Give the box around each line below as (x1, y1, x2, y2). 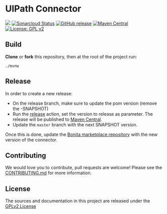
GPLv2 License (5, 203, 36, 209)
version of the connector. (5, 136, 58, 142)
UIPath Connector (5, 3, 81, 15)
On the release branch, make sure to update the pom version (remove (12, 100, 157, 106)
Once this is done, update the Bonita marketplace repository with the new (5, 131, 158, 137)
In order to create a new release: (5, 90, 73, 96)
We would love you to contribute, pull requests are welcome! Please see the (5, 165, 162, 171)
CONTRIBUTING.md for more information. (5, 170, 92, 176)
